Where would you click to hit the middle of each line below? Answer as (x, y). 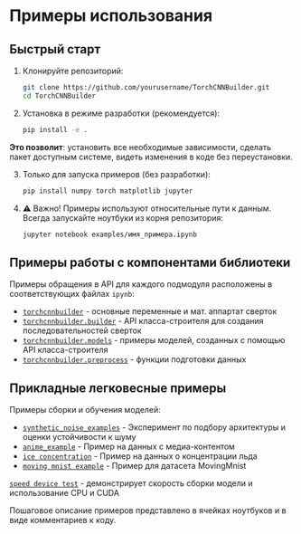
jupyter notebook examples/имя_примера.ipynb (109, 234)
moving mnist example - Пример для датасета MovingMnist (134, 466)
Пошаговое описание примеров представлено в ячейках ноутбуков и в (148, 510)
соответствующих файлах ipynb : (72, 294)
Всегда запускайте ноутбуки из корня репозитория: (123, 217)
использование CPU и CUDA (65, 493)
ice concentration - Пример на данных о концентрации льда (140, 456)
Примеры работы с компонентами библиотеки (150, 262)
